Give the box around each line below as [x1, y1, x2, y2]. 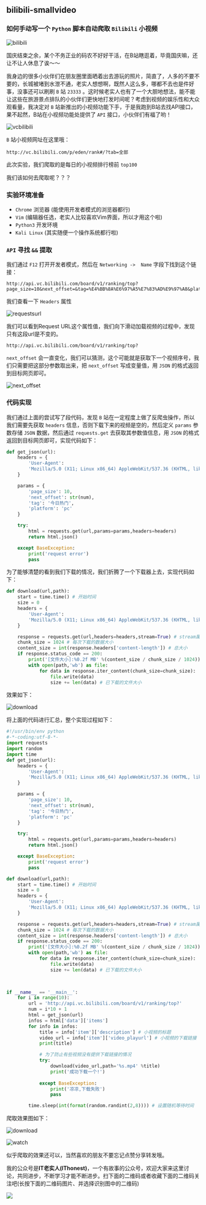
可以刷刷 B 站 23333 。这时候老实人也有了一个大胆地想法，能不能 [32, 87, 196, 95]
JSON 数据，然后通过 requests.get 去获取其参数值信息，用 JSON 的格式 [23, 429, 199, 436]
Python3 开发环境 [15, 221, 58, 228]
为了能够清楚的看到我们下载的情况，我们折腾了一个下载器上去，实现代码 [6, 568, 189, 575]
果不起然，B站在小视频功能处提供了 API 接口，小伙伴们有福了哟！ [6, 111, 172, 118]
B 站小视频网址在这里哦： [6, 135, 71, 143]
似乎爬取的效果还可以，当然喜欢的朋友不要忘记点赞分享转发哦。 [6, 1152, 167, 1159]
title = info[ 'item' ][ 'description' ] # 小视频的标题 [39, 1029, 172, 1035]
